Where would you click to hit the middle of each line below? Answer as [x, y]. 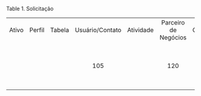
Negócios [173, 37]
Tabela [60, 30]
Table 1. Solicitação [30, 9]
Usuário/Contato [98, 30]
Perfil [37, 30]
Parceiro [173, 22]
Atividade [141, 30]
